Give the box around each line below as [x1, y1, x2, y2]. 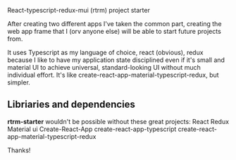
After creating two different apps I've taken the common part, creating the [7, 20, 222, 27]
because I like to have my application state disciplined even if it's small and [7, 56, 225, 64]
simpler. [7, 78, 30, 87]
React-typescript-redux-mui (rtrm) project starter [7, 6, 150, 14]
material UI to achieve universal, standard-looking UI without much [7, 63, 201, 71]
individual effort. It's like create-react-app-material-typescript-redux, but [7, 70, 220, 79]
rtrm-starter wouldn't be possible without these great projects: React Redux [7, 117, 230, 125]
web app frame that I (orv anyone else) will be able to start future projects [7, 27, 222, 35]
